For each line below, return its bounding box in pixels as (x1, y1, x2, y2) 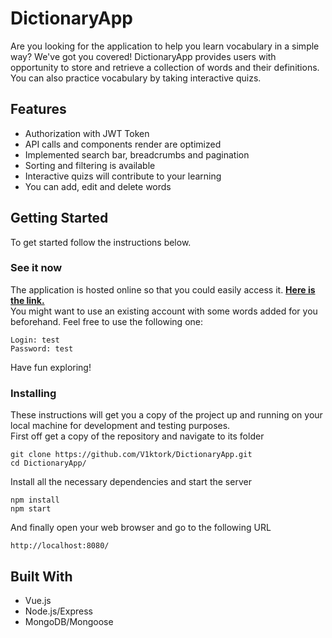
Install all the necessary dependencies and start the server (10, 476, 252, 488)
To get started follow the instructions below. (10, 236, 192, 248)
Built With (10, 568, 73, 585)
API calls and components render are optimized (24, 138, 222, 150)
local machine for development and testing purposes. (10, 420, 231, 432)
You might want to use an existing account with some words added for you (10, 305, 318, 317)
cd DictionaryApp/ (10, 458, 87, 469)
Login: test (10, 335, 60, 345)
